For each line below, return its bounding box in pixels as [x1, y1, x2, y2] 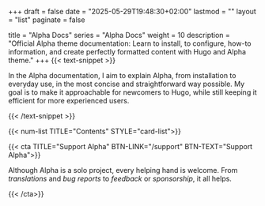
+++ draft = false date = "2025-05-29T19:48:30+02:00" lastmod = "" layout [8, 7, 257, 16]
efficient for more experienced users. [8, 96, 130, 105]
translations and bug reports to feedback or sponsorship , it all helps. [8, 174, 232, 183]
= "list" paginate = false [8, 15, 85, 24]
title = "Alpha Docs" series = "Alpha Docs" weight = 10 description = [8, 31, 231, 39]
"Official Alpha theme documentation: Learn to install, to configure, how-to [8, 39, 252, 48]
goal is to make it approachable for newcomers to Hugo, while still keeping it [8, 88, 257, 97]
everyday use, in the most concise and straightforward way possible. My [8, 79, 245, 88]
